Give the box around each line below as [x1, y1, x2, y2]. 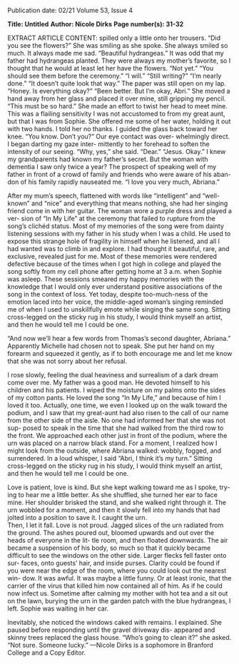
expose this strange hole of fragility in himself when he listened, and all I [7, 237, 220, 245]
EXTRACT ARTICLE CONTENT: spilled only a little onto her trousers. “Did [7, 34, 221, 42]
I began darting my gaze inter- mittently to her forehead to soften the [7, 140, 210, 148]
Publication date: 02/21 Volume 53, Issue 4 [7, 6, 133, 14]
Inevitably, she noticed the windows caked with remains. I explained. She [7, 618, 223, 626]
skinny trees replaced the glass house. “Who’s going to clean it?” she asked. [7, 633, 232, 641]
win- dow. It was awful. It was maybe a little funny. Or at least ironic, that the [7, 574, 232, 582]
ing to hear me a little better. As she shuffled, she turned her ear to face [7, 491, 218, 499]
